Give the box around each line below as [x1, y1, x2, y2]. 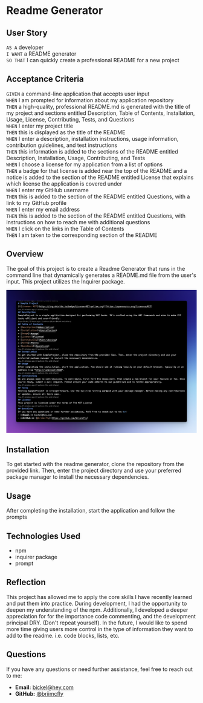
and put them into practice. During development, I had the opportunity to [6, 600, 187, 607]
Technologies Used [6, 531, 80, 541]
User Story [6, 28, 48, 38]
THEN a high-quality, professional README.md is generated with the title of [6, 103, 191, 110]
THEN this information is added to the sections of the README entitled [6, 147, 178, 155]
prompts [6, 513, 27, 520]
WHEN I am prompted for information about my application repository [6, 96, 174, 103]
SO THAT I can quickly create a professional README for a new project [6, 57, 179, 63]
